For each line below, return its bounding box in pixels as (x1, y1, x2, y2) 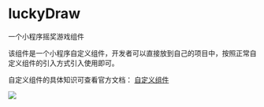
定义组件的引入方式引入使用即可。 (8, 58, 119, 68)
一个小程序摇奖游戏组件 (8, 31, 84, 41)
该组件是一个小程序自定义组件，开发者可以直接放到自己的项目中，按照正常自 (8, 48, 257, 57)
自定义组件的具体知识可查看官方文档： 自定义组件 (8, 75, 169, 84)
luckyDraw (8, 5, 81, 23)
